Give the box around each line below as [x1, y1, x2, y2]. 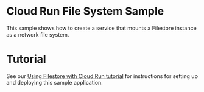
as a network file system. [6, 30, 69, 38]
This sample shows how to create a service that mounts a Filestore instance [6, 24, 197, 32]
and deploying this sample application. [6, 79, 104, 86]
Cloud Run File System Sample [6, 4, 164, 18]
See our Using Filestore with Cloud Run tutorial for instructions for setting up [6, 72, 198, 80]
